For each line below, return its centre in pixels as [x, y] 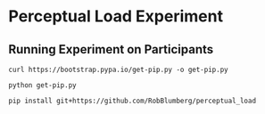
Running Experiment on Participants [111, 49]
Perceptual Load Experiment [116, 16]
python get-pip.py [42, 85]
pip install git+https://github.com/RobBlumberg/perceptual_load [132, 101]
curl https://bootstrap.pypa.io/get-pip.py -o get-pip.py [118, 69]
